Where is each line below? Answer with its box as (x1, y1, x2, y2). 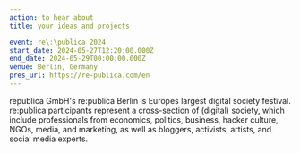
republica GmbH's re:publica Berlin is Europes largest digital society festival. (9, 95, 291, 106)
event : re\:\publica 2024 (9, 38, 106, 47)
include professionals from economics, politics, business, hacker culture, (9, 114, 279, 125)
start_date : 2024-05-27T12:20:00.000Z (9, 46, 154, 55)
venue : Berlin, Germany (9, 63, 99, 72)
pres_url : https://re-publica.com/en (9, 71, 150, 81)
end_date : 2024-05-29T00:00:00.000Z (9, 55, 146, 64)
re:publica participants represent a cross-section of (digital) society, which (9, 105, 285, 115)
